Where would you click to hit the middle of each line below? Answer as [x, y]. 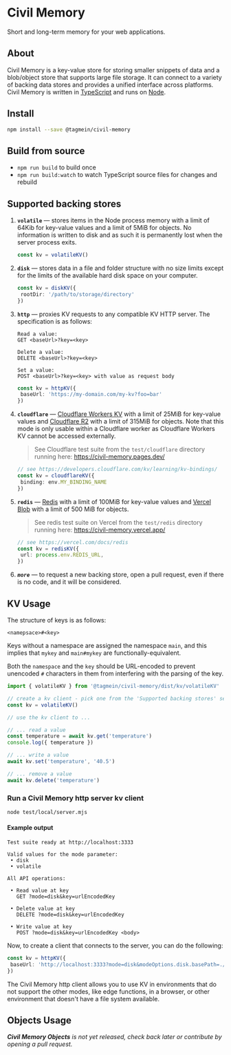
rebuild [27, 182]
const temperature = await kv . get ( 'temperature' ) [80, 736]
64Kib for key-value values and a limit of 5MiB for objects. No [104, 228]
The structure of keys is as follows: [57, 620]
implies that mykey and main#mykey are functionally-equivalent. [94, 653]
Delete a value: [40, 352]
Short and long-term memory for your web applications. [86, 32]
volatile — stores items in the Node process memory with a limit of [113, 220]
